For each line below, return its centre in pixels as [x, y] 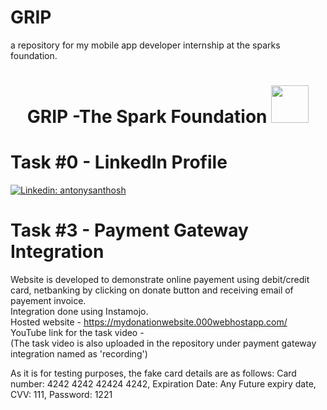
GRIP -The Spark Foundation [147, 117]
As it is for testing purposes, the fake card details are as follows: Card [153, 373]
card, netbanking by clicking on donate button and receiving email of [152, 290]
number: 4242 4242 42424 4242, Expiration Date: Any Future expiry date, [163, 384]
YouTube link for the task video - [77, 332]
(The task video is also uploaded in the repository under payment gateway [163, 343]
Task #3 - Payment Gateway [129, 230]
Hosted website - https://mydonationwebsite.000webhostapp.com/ [149, 322]
